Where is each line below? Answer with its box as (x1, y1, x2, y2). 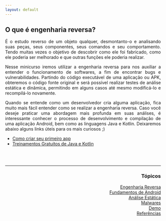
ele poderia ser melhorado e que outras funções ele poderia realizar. (5, 54, 145, 60)
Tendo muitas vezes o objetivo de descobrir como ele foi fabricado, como (5, 49, 161, 55)
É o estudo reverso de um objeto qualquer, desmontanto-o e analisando (5, 39, 161, 44)
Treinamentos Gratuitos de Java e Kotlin (12, 141, 94, 147)
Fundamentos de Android (109, 189, 161, 195)
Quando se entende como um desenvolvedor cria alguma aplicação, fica (5, 100, 161, 106)
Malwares (141, 200, 161, 206)
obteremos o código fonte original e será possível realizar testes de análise (5, 80, 161, 86)
